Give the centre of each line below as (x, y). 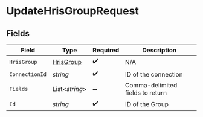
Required (106, 50)
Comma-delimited (151, 85)
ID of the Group (147, 104)
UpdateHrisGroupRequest (72, 11)
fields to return (146, 93)
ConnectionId (28, 74)
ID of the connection (154, 74)
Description (159, 50)
